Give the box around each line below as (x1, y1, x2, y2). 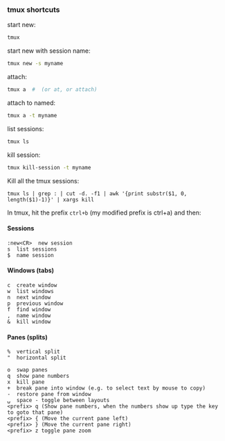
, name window (7, 312, 51, 319)
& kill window (7, 318, 51, 325)
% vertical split (7, 349, 60, 356)
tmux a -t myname (7, 112, 57, 119)
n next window (7, 294, 51, 301)
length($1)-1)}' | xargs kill (7, 196, 95, 203)
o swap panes (7, 367, 48, 374)
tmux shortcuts (7, 5, 60, 15)
